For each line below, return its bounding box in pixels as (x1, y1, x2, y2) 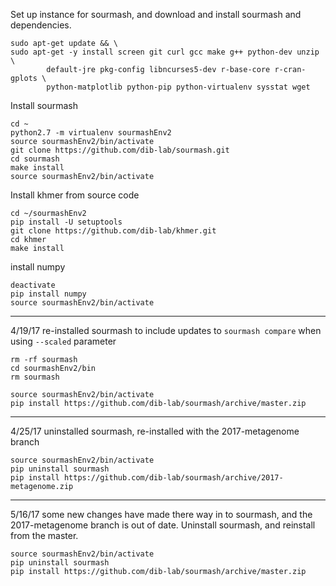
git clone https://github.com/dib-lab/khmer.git (10, 226, 217, 236)
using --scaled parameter (10, 335, 117, 347)
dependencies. (10, 19, 72, 31)
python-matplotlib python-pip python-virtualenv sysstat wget (46, 82, 311, 92)
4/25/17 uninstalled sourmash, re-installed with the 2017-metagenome (10, 425, 300, 437)
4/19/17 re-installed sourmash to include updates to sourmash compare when (10, 325, 322, 336)
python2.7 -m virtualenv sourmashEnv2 (10, 128, 172, 138)
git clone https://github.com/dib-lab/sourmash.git (10, 145, 230, 155)
